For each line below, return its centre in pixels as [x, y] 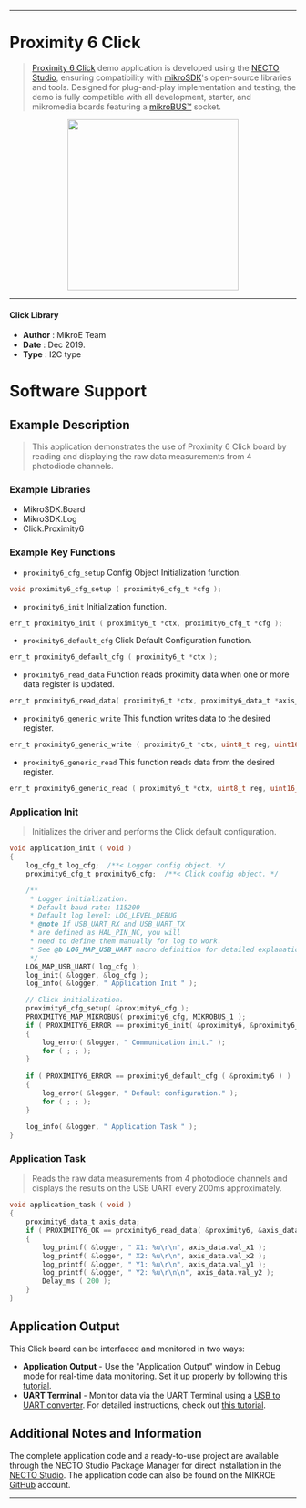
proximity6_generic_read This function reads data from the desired [148, 763]
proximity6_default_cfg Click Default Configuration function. [137, 641]
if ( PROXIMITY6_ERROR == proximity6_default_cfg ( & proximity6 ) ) [158, 1076]
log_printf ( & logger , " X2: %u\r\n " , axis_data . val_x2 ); [154, 1256]
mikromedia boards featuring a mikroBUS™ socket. [126, 107]
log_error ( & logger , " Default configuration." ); [140, 1093]
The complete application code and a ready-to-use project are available [144, 1455]
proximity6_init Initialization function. [94, 606]
